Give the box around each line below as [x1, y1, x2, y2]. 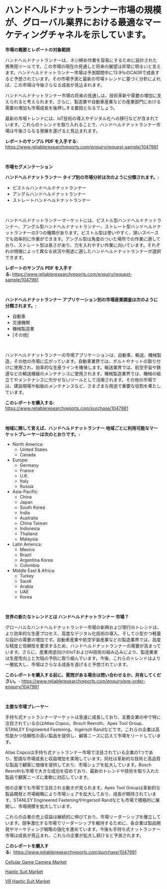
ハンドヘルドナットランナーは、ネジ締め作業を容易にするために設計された [5, 57, 158, 63]
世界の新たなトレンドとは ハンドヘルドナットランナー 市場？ [5, 613, 129, 619]
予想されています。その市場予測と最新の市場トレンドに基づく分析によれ [13, 75, 161, 82]
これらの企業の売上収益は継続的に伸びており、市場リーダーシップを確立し [5, 814, 157, 820]
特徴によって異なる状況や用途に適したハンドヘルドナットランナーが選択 [13, 248, 161, 254]
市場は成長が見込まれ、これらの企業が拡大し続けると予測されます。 [5, 832, 144, 838]
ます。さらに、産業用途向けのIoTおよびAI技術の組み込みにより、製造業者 [9, 649, 158, 655]
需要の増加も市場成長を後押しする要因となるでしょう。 [5, 105, 118, 111]
